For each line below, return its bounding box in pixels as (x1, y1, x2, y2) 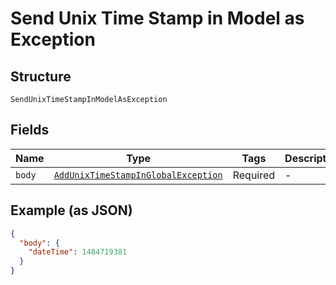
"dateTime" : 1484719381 (28, 247, 128, 257)
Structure (10, 68, 72, 85)
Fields (10, 122, 50, 139)
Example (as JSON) (10, 202, 133, 219)
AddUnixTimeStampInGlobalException (53, 169, 223, 181)
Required (232, 168, 276, 182)
